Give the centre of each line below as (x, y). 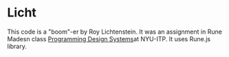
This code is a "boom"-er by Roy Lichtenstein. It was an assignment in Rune (115, 32)
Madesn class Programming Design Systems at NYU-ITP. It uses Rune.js (109, 38)
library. (17, 46)
